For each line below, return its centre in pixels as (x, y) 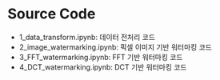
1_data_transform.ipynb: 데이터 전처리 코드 (87, 37)
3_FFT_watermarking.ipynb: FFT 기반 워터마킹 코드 (101, 57)
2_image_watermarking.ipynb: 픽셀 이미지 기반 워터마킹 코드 (116, 47)
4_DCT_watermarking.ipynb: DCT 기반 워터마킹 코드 (103, 67)
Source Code (52, 14)
